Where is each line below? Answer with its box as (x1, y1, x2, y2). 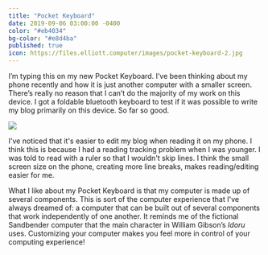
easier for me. (8, 171, 55, 179)
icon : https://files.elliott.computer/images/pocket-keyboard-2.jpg (8, 49, 243, 57)
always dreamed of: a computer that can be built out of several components (8, 203, 260, 212)
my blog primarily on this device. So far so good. (8, 105, 170, 115)
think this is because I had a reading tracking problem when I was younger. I (8, 145, 261, 154)
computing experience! (8, 237, 85, 246)
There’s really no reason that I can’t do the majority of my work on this (8, 88, 241, 97)
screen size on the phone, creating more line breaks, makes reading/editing (8, 162, 259, 171)
